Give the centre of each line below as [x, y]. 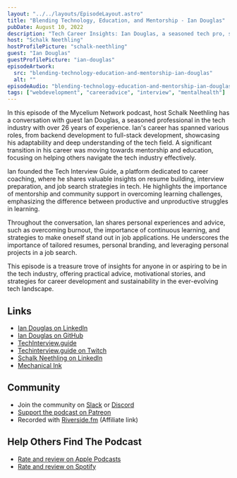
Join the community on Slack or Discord [76, 405]
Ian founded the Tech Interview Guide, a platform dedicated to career [108, 172]
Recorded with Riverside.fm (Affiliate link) [78, 419]
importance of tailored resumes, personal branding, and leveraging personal [118, 245]
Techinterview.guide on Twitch [62, 350]
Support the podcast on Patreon [64, 412]
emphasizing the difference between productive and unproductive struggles [118, 201]
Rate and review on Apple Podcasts [69, 459]
